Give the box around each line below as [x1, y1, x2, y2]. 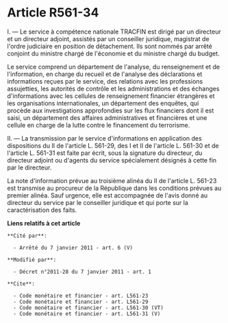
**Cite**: [7, 280, 36, 287]
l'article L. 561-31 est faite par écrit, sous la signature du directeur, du [7, 149, 203, 157]
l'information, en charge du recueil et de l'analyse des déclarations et [7, 70, 203, 78]
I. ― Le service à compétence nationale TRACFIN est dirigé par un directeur [7, 27, 221, 36]
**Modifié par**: [7, 256, 57, 263]
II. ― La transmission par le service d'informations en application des [7, 134, 202, 142]
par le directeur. [7, 163, 52, 171]
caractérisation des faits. [7, 206, 77, 214]
